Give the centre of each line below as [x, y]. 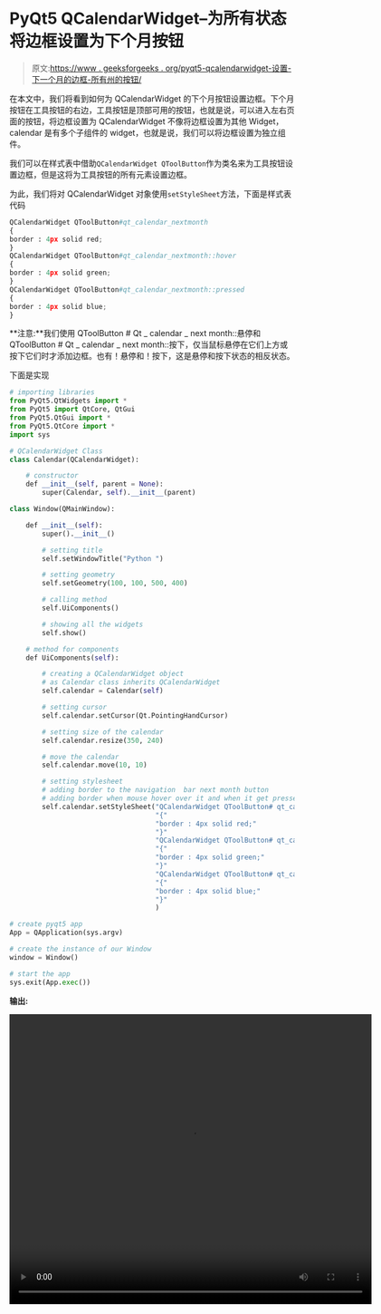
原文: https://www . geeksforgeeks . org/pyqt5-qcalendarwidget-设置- [162, 68]
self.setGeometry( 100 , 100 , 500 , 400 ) [115, 584]
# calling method [74, 600]
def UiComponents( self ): [72, 658]
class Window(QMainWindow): [62, 509]
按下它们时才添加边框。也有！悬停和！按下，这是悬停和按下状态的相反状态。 [152, 356]
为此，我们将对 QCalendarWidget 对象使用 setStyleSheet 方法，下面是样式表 [151, 193]
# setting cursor [74, 708]
